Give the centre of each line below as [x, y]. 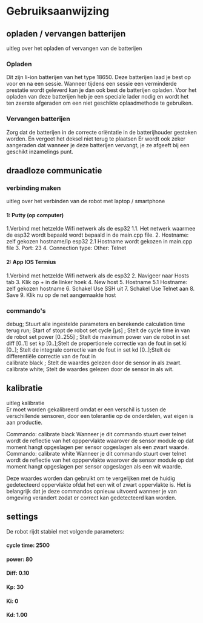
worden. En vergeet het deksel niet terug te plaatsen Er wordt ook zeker [96, 139]
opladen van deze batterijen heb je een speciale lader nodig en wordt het [98, 97]
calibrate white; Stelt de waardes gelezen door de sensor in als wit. [90, 369]
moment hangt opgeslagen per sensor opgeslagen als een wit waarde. [95, 466]
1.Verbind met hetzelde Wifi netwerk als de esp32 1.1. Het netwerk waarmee [101, 229]
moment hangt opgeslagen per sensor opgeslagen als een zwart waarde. [98, 447]
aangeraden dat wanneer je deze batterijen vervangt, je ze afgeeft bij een [98, 145]
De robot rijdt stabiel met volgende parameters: [65, 531]
